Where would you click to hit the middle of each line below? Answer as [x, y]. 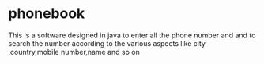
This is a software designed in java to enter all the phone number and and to [132, 35]
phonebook [47, 14]
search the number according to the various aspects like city [107, 43]
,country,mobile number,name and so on [74, 52]
